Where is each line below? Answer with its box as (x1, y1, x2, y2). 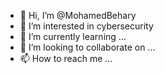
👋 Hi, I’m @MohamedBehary (19, 10, 137, 21)
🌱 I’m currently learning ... (19, 31, 127, 42)
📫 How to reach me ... (19, 53, 113, 64)
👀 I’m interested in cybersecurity (19, 20, 154, 32)
